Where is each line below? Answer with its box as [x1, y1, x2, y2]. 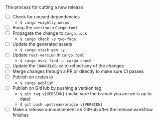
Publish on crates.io [12, 74, 53, 80]
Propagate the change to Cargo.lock [12, 30, 87, 36]
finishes [12, 112, 29, 118]
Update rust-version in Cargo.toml [12, 52, 84, 58]
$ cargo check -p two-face [19, 37, 76, 42]
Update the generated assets [12, 41, 72, 47]
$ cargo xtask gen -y [19, 48, 65, 53]
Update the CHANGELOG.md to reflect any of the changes [12, 63, 124, 69]
